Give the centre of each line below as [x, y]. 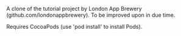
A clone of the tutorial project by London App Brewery [74, 9]
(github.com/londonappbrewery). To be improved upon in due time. [91, 15]
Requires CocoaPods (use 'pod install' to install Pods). [74, 27]
